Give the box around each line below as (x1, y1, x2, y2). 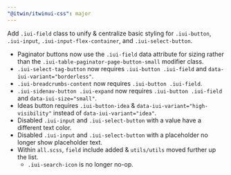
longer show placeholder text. (17, 138, 102, 146)
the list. (17, 153, 39, 161)
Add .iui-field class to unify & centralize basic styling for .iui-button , (7, 29, 212, 37)
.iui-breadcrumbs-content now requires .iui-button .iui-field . (17, 79, 203, 87)
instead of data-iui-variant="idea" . (53, 109, 157, 117)
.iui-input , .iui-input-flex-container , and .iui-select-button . (7, 36, 193, 45)
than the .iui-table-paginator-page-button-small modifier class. (17, 57, 204, 66)
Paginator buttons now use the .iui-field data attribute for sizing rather (17, 50, 225, 58)
